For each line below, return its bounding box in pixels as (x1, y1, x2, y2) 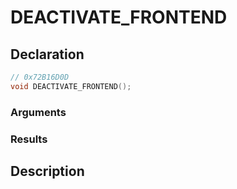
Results (10, 132, 48, 146)
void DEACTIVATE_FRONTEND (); (10, 81, 132, 91)
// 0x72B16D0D (10, 72, 70, 82)
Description (10, 162, 85, 180)
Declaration (10, 46, 85, 63)
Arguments (10, 105, 67, 119)
